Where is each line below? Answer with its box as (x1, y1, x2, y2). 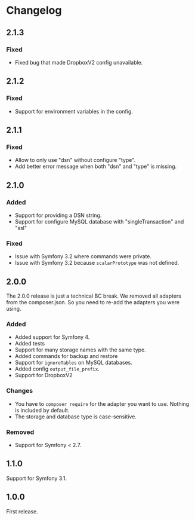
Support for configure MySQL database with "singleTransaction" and (14, 218, 184, 225)
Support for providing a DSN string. (14, 212, 102, 219)
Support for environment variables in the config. (14, 108, 133, 115)
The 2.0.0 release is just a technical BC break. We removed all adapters (6, 292, 182, 299)
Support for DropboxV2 (14, 372, 73, 379)
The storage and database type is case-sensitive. (14, 413, 137, 420)
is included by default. (14, 406, 70, 414)
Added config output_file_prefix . (14, 365, 100, 372)
